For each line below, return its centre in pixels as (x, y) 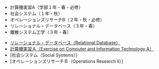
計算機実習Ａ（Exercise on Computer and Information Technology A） (82, 49)
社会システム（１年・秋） (36, 13)
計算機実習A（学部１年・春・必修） (46, 7)
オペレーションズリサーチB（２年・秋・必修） (57, 20)
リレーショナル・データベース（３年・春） (53, 26)
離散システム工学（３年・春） (40, 32)
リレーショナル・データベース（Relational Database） (65, 43)
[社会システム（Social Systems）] (44, 55)
